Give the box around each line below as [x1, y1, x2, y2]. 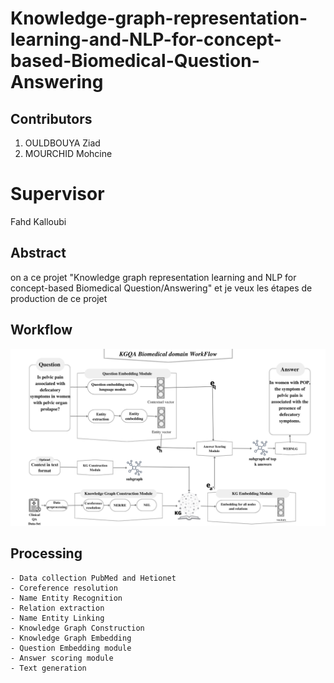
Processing [10, 545, 83, 562]
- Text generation [10, 663, 87, 673]
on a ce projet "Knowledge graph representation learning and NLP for [10, 271, 297, 283]
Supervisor [10, 183, 105, 206]
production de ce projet [10, 292, 108, 304]
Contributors [10, 110, 93, 127]
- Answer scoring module [10, 653, 114, 663]
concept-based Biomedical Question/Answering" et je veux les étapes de [10, 282, 313, 294]
